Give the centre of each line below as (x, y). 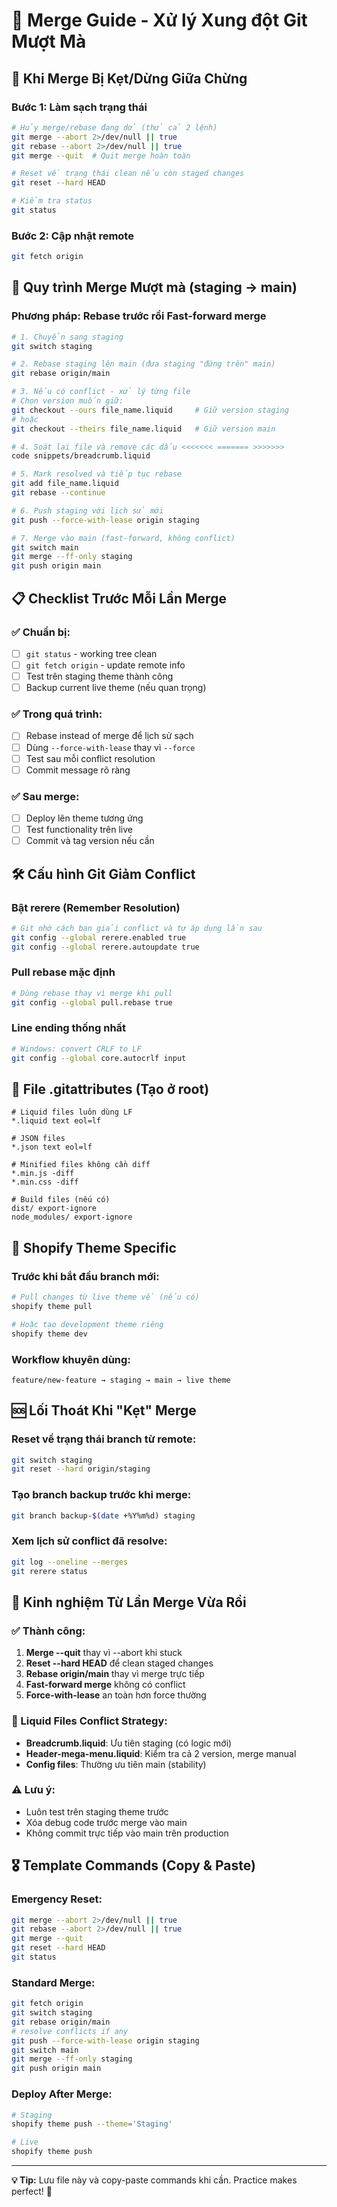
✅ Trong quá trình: (57, 714)
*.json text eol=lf (52, 1147)
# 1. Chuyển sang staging (67, 337)
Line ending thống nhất (69, 1028)
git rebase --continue (58, 493)
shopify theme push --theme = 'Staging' (92, 2124)
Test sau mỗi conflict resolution (90, 758)
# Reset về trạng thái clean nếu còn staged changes (128, 174)
